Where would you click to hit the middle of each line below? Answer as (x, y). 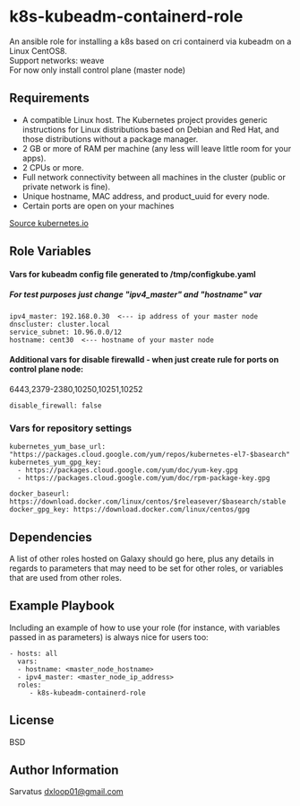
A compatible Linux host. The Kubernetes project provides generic (145, 119)
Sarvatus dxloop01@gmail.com (66, 792)
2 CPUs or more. (53, 167)
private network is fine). (66, 187)
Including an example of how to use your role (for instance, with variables (145, 627)
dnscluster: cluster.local (60, 324)
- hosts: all (34, 653)
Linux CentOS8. (38, 50)
